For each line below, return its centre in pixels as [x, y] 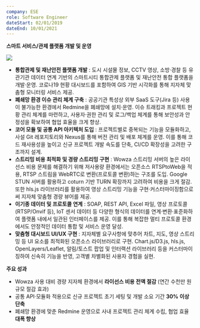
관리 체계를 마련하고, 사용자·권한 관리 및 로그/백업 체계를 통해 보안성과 [102, 115]
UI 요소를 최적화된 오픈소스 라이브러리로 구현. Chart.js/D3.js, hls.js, [107, 242]
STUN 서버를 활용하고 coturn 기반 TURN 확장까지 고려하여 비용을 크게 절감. [103, 182]
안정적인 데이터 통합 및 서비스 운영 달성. [77, 227]
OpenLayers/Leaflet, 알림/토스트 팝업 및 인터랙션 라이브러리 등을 [91, 249]
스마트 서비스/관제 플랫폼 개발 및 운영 [49, 46]
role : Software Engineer [37, 17]
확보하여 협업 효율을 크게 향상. [66, 122]
